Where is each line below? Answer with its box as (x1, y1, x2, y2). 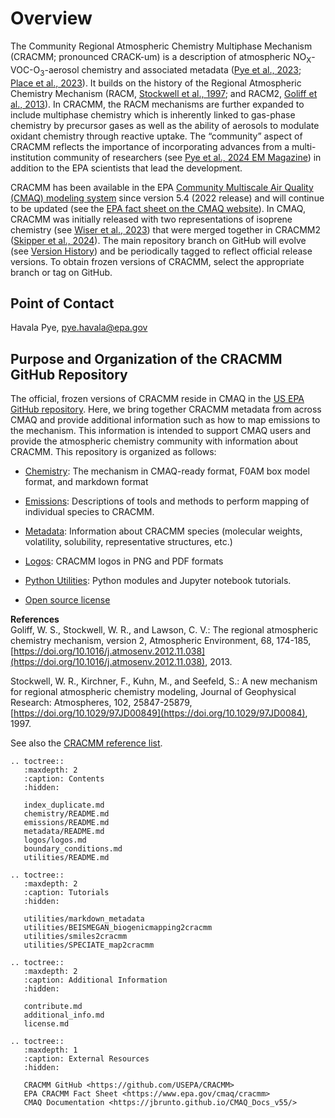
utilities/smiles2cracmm (23, 932, 128, 942)
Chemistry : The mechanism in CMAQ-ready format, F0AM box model (24, 465, 310, 477)
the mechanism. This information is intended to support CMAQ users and (10, 425, 312, 437)
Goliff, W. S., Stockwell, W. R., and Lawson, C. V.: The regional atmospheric (10, 624, 319, 636)
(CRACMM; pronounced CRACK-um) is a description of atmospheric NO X (10, 50, 312, 65)
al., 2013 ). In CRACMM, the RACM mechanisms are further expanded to (10, 98, 305, 110)
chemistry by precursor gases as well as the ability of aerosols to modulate (10, 119, 320, 131)
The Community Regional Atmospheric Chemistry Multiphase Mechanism (10, 40, 313, 52)
